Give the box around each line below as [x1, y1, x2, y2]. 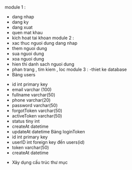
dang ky [11, 19, 29, 25]
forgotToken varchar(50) [11, 108, 63, 113]
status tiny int [11, 118, 40, 124]
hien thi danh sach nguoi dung [11, 61, 74, 67]
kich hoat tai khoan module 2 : [11, 35, 74, 41]
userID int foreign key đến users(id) [11, 139, 85, 145]
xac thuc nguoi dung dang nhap [11, 40, 78, 46]
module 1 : [4, 4, 26, 10]
